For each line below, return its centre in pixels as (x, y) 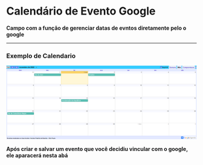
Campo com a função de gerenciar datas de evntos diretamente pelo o (96, 28)
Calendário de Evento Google (81, 11)
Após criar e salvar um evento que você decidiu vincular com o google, (97, 149)
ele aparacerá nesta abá (37, 155)
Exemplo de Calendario (41, 56)
